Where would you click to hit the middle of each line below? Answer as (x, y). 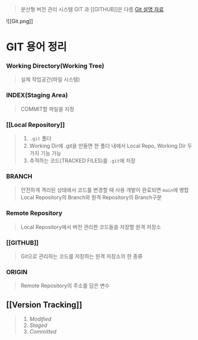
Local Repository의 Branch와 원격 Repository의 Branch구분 (91, 198)
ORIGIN (17, 272)
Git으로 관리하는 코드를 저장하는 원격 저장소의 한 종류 (82, 256)
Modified (40, 319)
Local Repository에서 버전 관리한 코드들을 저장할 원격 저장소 (91, 227)
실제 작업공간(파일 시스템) (50, 80)
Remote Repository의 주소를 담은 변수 (65, 286)
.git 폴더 (40, 138)
